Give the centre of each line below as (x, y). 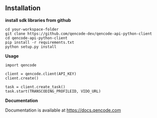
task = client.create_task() (35, 87)
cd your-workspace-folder (32, 29)
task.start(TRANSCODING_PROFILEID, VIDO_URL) (53, 91)
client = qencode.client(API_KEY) (41, 74)
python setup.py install (31, 47)
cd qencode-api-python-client (37, 38)
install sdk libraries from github (38, 20)
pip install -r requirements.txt (40, 42)
